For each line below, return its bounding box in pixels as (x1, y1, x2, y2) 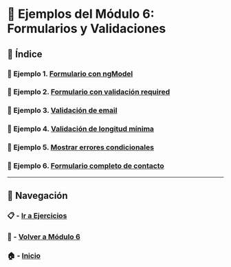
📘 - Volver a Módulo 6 (7, 232, 80, 242)
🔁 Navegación (7, 189, 68, 202)
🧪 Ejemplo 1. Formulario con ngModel (7, 69, 133, 78)
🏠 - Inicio (7, 250, 41, 260)
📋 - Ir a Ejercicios (7, 211, 67, 220)
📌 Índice (7, 48, 43, 60)
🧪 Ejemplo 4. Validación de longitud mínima (7, 124, 155, 133)
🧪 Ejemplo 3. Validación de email (7, 106, 118, 116)
